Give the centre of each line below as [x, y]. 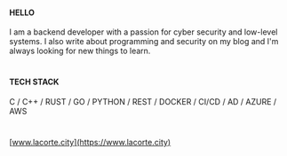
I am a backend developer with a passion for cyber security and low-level [143, 32]
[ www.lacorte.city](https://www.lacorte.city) [90, 143]
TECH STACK [34, 82]
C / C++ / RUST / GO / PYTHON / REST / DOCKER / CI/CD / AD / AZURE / [143, 101]
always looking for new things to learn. [80, 51]
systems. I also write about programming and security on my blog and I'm [144, 42]
